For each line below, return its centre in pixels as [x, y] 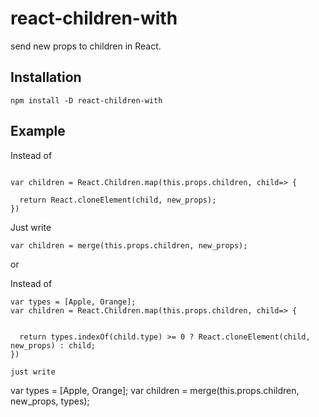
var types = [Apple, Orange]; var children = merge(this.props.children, [155, 390]
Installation [46, 77]
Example [38, 131]
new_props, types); [50, 401]
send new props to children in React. [86, 46]
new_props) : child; [53, 345]
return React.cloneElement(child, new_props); [118, 200]
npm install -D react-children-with [86, 100]
